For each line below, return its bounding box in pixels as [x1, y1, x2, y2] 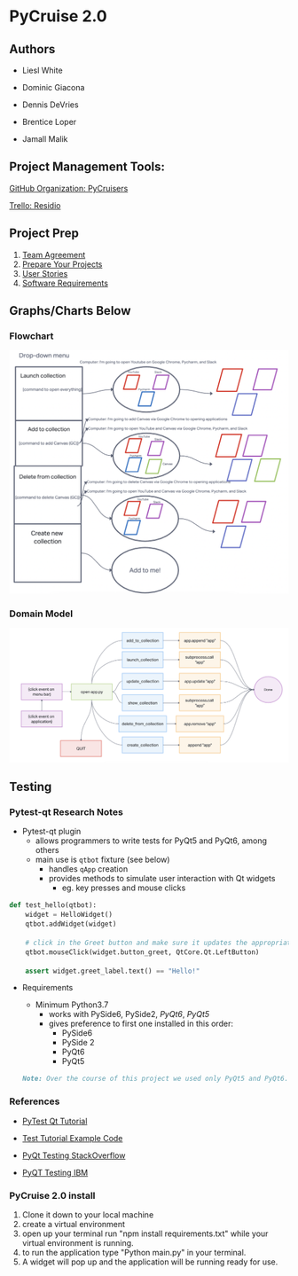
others [35, 845, 59, 856]
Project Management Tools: [9, 160, 166, 175]
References [9, 1095, 60, 1108]
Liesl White [21, 65, 64, 75]
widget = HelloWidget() [25, 911, 114, 920]
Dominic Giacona [21, 82, 85, 92]
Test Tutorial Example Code [21, 1132, 123, 1143]
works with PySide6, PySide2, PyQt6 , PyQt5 [48, 1009, 210, 1020]
